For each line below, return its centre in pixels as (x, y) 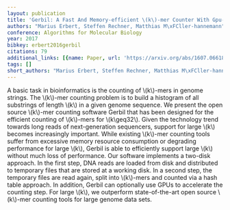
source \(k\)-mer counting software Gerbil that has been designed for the (111, 112)
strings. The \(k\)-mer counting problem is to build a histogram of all (103, 97)
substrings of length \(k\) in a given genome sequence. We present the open (115, 105)
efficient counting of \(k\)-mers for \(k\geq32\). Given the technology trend (113, 119)
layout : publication (37, 13)
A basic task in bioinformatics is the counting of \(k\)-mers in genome (105, 90)
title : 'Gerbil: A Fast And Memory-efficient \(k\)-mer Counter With (108, 20)
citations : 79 (27, 52)
